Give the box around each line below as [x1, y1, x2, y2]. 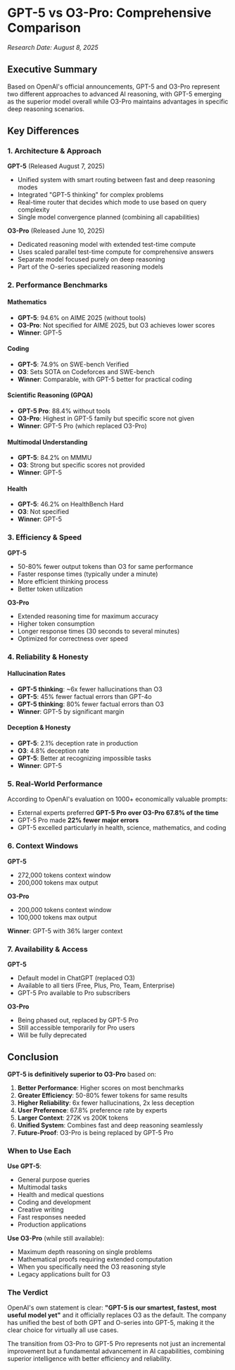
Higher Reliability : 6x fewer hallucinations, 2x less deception [17, 1099, 195, 1107]
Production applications [17, 1220, 87, 1229]
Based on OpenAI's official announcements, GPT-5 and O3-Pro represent [7, 82, 220, 91]
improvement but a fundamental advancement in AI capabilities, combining [7, 1347, 224, 1355]
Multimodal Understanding [7, 437, 88, 446]
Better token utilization [17, 584, 83, 593]
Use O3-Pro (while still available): [7, 1234, 104, 1242]
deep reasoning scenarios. [7, 104, 85, 113]
